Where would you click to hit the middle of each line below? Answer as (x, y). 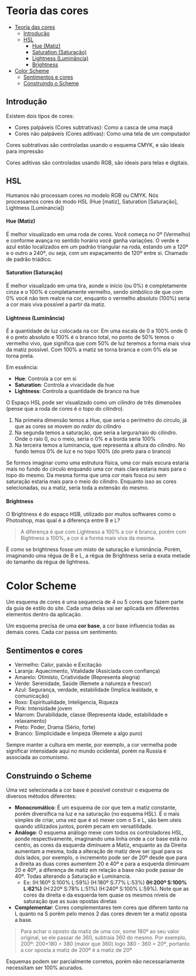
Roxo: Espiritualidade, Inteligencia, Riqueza (66, 702)
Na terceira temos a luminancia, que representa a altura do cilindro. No (100, 445)
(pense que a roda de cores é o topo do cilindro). (65, 409)
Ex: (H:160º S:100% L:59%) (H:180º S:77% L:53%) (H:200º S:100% (105, 882)
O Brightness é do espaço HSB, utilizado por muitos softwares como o (91, 514)
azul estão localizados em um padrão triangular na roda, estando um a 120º (97, 246)
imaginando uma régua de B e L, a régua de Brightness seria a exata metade (98, 556)
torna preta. (20, 356)
